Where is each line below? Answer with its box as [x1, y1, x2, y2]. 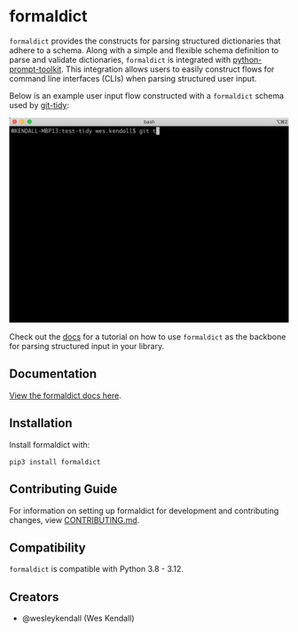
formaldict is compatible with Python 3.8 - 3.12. [9, 564, 184, 574]
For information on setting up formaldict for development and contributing [9, 505, 279, 516]
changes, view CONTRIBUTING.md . [9, 514, 140, 525]
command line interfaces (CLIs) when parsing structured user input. [9, 73, 257, 83]
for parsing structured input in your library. [9, 341, 165, 352]
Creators [9, 589, 59, 605]
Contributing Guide [9, 481, 118, 497]
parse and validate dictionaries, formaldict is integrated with [9, 54, 231, 65]
